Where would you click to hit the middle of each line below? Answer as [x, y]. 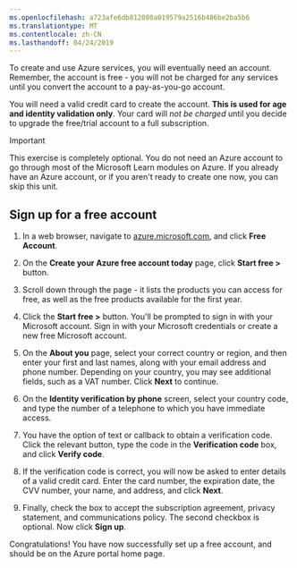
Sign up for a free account [83, 214]
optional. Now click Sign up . [74, 527]
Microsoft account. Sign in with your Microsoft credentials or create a [150, 326]
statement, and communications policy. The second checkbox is [140, 517]
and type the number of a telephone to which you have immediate [144, 409]
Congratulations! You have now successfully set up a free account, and [141, 544]
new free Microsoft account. [74, 335]
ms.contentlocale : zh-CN [55, 34]
